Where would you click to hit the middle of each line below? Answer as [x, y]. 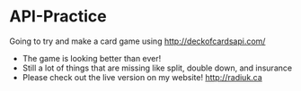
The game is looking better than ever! [92, 58]
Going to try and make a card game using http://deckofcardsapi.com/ [137, 41]
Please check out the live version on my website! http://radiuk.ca [142, 77]
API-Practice [58, 17]
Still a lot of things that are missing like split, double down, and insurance [157, 68]
